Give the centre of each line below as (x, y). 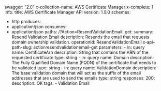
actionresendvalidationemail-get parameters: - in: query (89, 47)
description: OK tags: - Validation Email (51, 83)
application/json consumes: (39, 27)
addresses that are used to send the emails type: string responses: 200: (83, 78)
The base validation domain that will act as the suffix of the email (76, 73)
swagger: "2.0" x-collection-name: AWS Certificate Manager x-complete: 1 (79, 7)
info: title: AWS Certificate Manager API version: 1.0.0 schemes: (68, 12)
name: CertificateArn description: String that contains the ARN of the (80, 52)
